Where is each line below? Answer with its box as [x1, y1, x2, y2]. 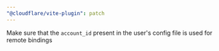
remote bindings [6, 35, 53, 44]
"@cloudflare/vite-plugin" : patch [6, 10, 105, 17]
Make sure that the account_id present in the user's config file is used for [6, 29, 213, 37]
